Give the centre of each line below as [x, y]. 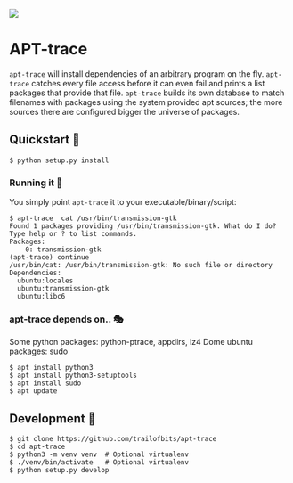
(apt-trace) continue [49, 258]
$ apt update [33, 391]
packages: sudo [39, 351]
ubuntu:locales [45, 281]
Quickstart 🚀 [45, 139]
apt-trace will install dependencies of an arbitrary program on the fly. [137, 74]
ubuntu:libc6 [41, 297]
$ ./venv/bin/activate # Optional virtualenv [99, 463]
